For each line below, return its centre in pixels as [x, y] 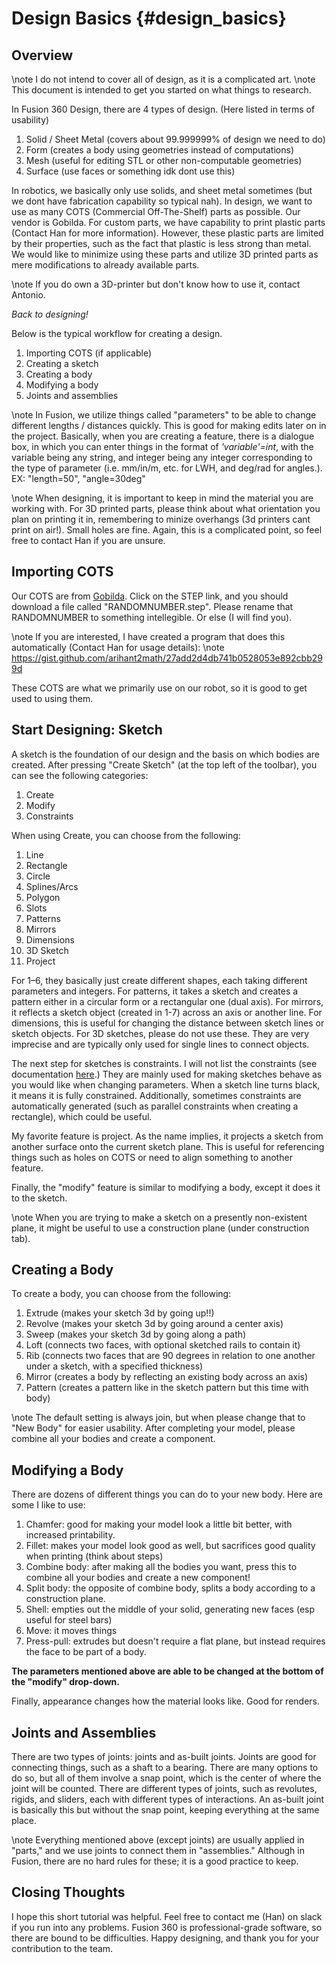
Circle [38, 876]
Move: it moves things [71, 1631]
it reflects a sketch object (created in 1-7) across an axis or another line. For [167, 1012]
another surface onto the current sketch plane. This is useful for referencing [168, 1146]
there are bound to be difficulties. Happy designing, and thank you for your [165, 1938]
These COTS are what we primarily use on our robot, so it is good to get [159, 688]
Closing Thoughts [68, 1892]
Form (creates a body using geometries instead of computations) [159, 150]
